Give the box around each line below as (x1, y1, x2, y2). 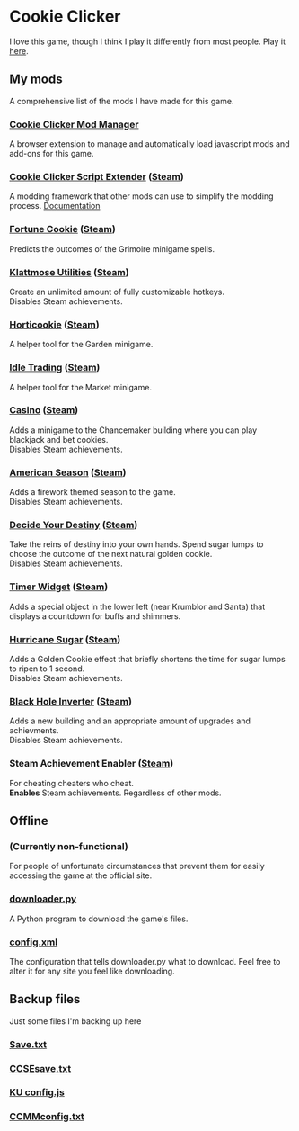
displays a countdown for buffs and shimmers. (9, 610, 181, 622)
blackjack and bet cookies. (9, 434, 109, 444)
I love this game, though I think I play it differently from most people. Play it (9, 36, 286, 47)
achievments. (9, 725, 59, 736)
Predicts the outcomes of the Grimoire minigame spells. (9, 243, 215, 254)
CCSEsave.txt (9, 1062, 72, 1074)
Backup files (9, 992, 81, 1007)
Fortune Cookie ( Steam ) (9, 223, 117, 236)
